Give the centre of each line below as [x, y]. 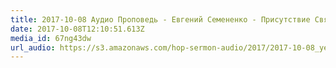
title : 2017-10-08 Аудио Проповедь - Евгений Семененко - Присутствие [160, 19]
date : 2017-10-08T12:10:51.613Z [77, 29]
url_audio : [33, 47]
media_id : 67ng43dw [51, 38]
